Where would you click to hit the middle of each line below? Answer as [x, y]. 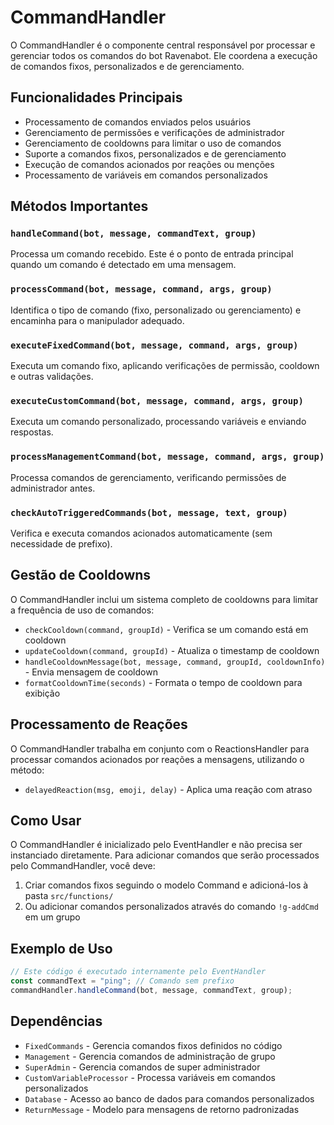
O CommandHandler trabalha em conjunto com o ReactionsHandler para [160, 748]
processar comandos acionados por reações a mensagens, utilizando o [157, 759]
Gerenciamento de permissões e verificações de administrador [154, 132]
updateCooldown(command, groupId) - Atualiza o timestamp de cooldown [172, 650]
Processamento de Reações [99, 724]
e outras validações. [52, 377]
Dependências [56, 1021]
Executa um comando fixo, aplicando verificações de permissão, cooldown [165, 366]
